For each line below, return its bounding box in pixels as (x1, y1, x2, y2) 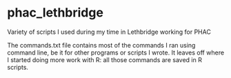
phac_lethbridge (7, 5, 103, 21)
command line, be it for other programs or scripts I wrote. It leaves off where (7, 48, 225, 57)
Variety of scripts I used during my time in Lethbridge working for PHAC (7, 28, 212, 36)
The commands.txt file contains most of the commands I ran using (7, 41, 196, 49)
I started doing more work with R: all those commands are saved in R (7, 55, 202, 64)
